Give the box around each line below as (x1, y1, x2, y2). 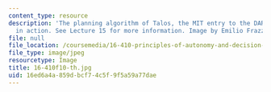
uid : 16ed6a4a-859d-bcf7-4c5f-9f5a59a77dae (8, 71, 157, 79)
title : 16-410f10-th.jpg (8, 64, 92, 72)
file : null (8, 34, 45, 42)
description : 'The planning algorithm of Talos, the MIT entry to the (8, 19, 251, 27)
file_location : (8, 42, 60, 50)
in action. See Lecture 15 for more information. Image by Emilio (15, 26, 244, 34)
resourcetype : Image (8, 57, 78, 65)
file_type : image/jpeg (8, 49, 85, 57)
